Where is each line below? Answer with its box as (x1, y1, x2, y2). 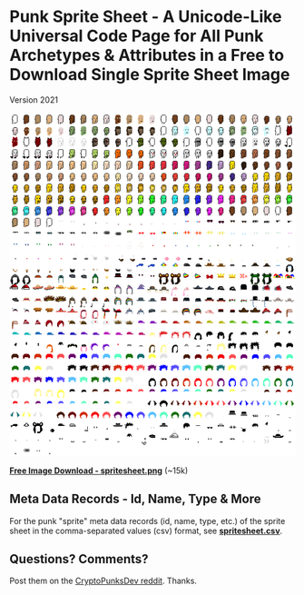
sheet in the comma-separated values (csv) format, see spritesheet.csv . (9, 525, 283, 536)
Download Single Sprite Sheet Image (9, 64, 290, 85)
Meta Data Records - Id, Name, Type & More (9, 491, 261, 507)
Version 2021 (9, 94, 59, 105)
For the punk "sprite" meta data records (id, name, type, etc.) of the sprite (9, 515, 286, 526)
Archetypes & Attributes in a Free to (9, 45, 284, 65)
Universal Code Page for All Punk (9, 25, 264, 46)
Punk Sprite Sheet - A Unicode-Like (9, 6, 282, 27)
